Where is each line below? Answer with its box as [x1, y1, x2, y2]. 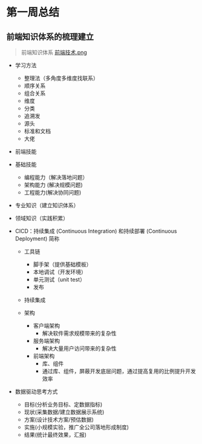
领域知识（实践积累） [15, 214, 68, 222]
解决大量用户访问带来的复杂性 [42, 345, 117, 352]
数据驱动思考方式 [15, 388, 58, 395]
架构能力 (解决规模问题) [24, 181, 83, 188]
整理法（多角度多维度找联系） [24, 75, 99, 82]
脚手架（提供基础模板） [33, 261, 92, 268]
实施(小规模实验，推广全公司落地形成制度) [24, 423, 129, 431]
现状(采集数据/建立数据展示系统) [24, 408, 105, 416]
